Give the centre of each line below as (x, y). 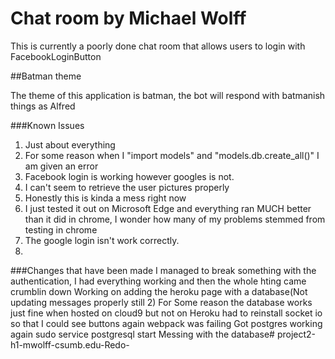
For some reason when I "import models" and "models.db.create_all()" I (172, 155)
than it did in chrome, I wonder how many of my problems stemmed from (175, 219)
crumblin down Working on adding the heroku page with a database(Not (159, 291)
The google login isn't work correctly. (102, 240)
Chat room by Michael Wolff (128, 18)
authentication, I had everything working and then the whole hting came (158, 281)
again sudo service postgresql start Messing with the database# (142, 334)
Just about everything (70, 144)
